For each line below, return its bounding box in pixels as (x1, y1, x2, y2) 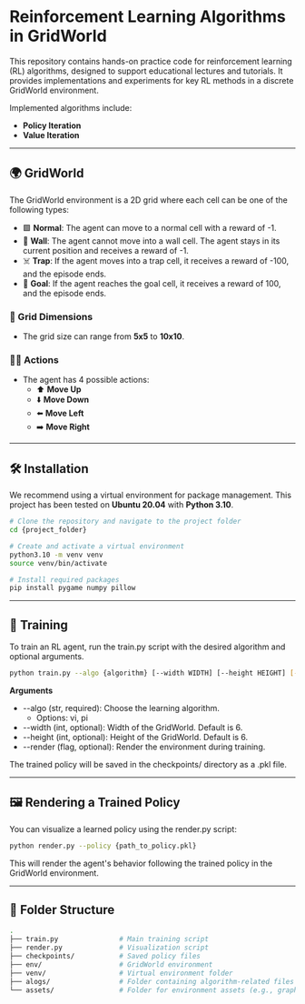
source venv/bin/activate (9, 558, 107, 567)
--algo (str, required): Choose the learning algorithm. (22, 702, 221, 713)
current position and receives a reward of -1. (22, 245, 189, 256)
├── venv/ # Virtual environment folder (9, 969, 233, 978)
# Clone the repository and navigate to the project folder (9, 517, 242, 527)
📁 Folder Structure (9, 902, 115, 918)
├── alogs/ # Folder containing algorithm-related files (9, 977, 295, 986)
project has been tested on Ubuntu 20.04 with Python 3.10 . (9, 499, 234, 510)
